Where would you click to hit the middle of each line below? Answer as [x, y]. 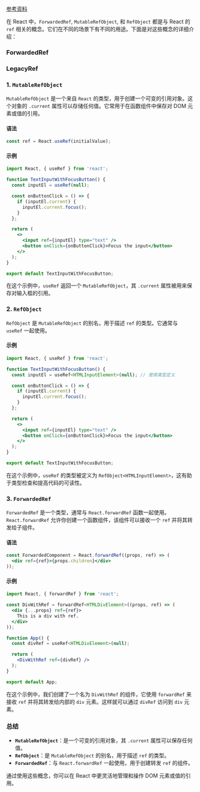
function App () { [28, 638]
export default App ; [32, 682]
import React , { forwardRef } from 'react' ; [63, 594]
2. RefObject [24, 309]
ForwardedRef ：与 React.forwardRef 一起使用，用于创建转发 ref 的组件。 [104, 763]
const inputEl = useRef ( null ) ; [51, 185]
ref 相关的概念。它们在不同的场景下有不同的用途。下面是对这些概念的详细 [98, 29]
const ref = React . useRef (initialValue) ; [59, 142]
